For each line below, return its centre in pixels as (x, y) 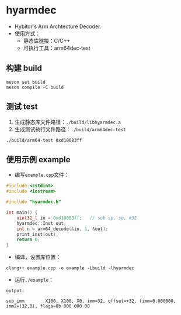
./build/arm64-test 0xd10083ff (44, 140)
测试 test (22, 107)
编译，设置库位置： (38, 257)
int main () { (22, 213)
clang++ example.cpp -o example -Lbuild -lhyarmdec (70, 268)
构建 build (24, 68)
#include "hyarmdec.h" (34, 202)
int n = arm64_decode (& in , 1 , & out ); (62, 229)
